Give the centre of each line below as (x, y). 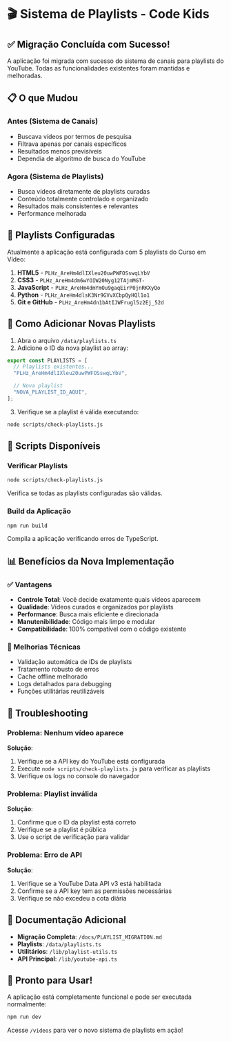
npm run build (28, 526)
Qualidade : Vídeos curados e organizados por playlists (95, 607)
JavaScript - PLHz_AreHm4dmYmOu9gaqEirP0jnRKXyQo (89, 287)
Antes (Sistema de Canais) (53, 121)
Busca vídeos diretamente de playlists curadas (83, 191)
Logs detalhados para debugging (64, 684)
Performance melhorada (52, 213)
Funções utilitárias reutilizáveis (61, 691)
